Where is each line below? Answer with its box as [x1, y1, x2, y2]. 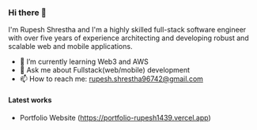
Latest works [8, 95, 52, 105]
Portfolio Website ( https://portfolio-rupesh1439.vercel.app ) [19, 113, 211, 122]
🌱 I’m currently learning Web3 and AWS [19, 57, 149, 66]
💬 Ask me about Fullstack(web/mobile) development [19, 65, 191, 75]
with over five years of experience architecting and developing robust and [8, 33, 249, 43]
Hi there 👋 [8, 7, 47, 18]
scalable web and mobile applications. [8, 42, 133, 51]
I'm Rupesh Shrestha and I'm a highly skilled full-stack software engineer [8, 25, 247, 35]
